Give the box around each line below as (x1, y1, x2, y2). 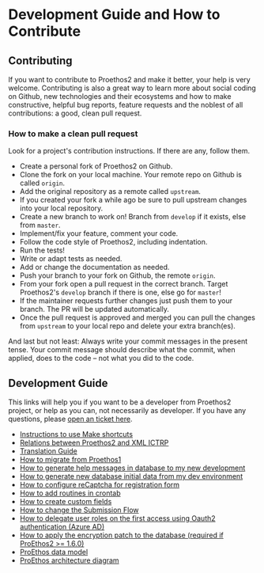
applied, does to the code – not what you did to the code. (8, 354, 194, 363)
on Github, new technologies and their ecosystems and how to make (8, 92, 232, 101)
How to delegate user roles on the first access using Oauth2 (19, 514, 216, 523)
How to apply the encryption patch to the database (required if (19, 530, 224, 540)
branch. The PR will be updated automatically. (19, 305, 170, 314)
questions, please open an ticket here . (8, 414, 133, 424)
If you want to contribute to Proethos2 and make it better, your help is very (8, 75, 251, 84)
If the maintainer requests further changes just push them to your (19, 296, 233, 305)
